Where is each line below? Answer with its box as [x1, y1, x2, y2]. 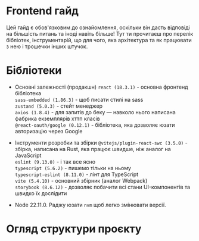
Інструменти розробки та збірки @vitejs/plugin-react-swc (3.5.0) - [14, 139, 188, 146]
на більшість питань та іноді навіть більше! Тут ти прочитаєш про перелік [6, 30, 194, 37]
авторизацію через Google [14, 127, 83, 134]
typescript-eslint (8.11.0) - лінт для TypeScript [14, 171, 139, 178]
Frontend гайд [6, 4, 79, 18]
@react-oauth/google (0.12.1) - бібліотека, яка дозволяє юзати [14, 121, 175, 129]
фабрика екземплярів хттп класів [14, 115, 100, 122]
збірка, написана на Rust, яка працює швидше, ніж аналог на [14, 145, 171, 152]
